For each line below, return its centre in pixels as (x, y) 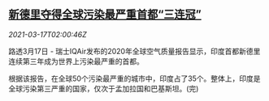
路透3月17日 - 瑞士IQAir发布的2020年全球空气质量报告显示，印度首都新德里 (134, 51)
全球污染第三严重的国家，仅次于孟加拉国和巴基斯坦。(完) (104, 88)
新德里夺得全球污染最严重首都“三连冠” (105, 15)
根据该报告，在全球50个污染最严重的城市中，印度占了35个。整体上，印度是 (135, 78)
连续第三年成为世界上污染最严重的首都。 (76, 61)
